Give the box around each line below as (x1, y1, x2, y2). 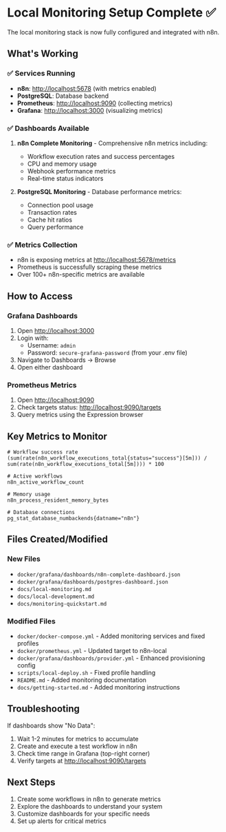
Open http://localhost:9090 (16, 396, 95, 404)
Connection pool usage (27, 201, 94, 209)
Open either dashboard (16, 363, 83, 371)
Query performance (27, 222, 84, 231)
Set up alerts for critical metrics (16, 817, 106, 825)
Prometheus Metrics (7, 380, 77, 390)
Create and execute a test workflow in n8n (16, 742, 137, 750)
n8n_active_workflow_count (7, 479, 84, 486)
